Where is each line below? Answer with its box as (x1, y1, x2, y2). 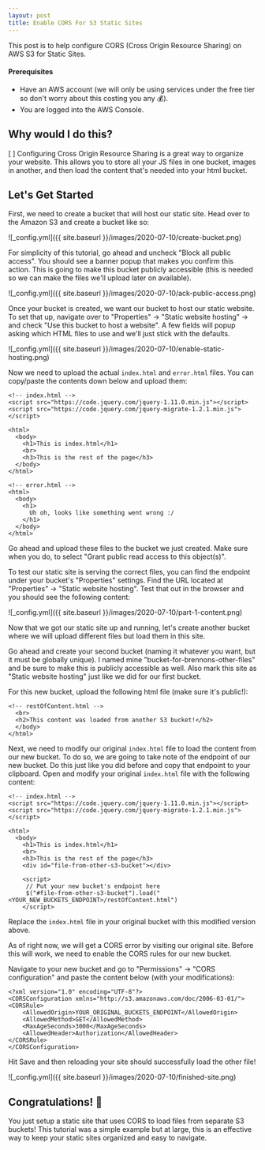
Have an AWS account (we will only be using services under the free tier (19, 84, 256, 94)
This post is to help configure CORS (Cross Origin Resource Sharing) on (8, 40, 242, 50)
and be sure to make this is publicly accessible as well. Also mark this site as (8, 664, 257, 673)
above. (8, 925, 31, 935)
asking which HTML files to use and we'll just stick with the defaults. (8, 329, 230, 339)
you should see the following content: (8, 593, 130, 602)
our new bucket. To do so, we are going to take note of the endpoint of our (8, 752, 251, 762)
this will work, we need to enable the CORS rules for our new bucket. (8, 949, 232, 959)
